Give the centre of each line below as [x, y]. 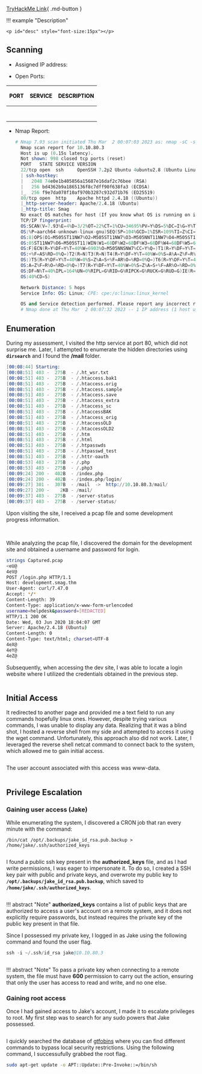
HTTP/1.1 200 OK [26, 616]
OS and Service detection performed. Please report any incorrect [106, 304]
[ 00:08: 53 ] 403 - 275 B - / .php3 [50, 468]
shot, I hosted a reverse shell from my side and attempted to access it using [100, 732]
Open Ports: [30, 76]
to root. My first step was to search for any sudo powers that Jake [88, 1018]
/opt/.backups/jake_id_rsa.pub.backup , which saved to [75, 881]
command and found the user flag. [49, 942]
